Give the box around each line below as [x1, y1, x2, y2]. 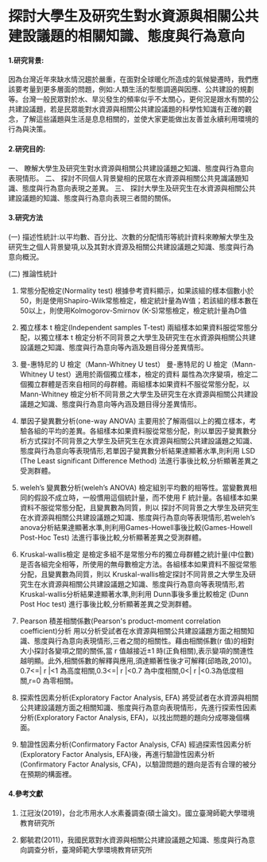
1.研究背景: [8, 55, 44, 64]
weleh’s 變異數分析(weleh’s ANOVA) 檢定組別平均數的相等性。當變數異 [19, 482, 250, 492]
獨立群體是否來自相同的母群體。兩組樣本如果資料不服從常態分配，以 [26, 379, 250, 388]
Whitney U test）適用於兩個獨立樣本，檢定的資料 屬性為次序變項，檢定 [19, 369, 252, 379]
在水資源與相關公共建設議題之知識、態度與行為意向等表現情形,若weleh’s [19, 513, 256, 522]
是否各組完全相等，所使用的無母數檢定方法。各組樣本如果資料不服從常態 [19, 559, 257, 569]
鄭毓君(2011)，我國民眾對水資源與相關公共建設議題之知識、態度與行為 [19, 835, 249, 844]
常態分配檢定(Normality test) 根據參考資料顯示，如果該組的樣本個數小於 [19, 286, 254, 295]
